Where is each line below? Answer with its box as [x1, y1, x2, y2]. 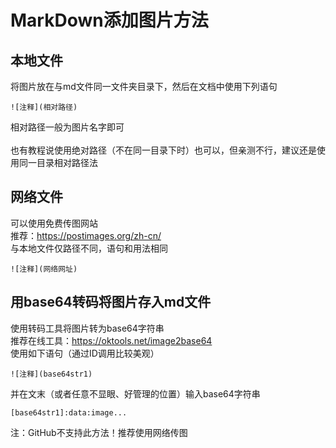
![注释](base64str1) [10, 369, 93, 379]
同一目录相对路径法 [18, 157, 98, 168]
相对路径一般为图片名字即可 [10, 121, 125, 133]
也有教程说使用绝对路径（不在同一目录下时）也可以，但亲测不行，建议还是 [10, 144, 317, 156]
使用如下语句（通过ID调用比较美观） [10, 347, 160, 359]
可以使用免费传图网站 [10, 217, 98, 229]
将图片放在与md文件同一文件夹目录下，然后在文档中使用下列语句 [10, 81, 278, 92]
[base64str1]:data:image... [10, 407, 128, 418]
